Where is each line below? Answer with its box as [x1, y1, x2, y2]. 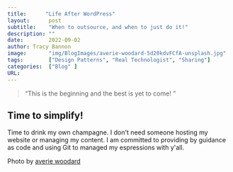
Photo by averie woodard [7, 157, 81, 166]
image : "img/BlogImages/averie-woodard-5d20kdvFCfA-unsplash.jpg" [7, 50, 227, 57]
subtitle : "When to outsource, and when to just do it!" [7, 23, 189, 30]
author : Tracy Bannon [7, 43, 72, 50]
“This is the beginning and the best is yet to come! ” [24, 89, 176, 98]
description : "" [7, 30, 55, 38]
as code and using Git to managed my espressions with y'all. [7, 143, 185, 152]
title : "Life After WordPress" [7, 10, 115, 18]
